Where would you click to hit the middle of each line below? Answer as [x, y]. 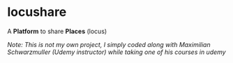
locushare [37, 12]
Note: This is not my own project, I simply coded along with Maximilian [109, 44]
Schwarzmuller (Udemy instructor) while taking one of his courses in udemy [116, 52]
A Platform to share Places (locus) [57, 31]
